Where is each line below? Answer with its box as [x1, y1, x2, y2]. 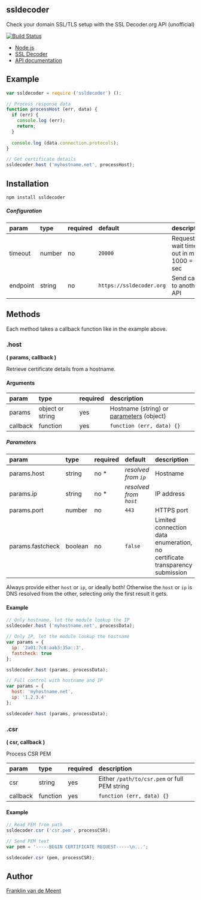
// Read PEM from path [6, 822, 63, 828]
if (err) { [11, 112, 39, 118]
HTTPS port [154, 506, 188, 515]
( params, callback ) [6, 354, 57, 361]
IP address [154, 490, 185, 498]
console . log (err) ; [17, 118, 66, 124]
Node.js [14, 44, 35, 51]
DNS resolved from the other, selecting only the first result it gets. [6, 590, 168, 598]
